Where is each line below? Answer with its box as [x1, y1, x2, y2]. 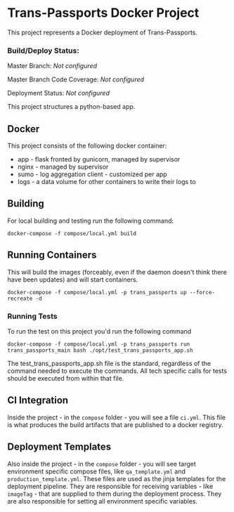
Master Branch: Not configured [7, 62, 97, 70]
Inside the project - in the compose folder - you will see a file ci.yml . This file [7, 413, 226, 421]
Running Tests [7, 311, 58, 321]
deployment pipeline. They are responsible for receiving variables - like [7, 482, 214, 490]
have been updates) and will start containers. [7, 275, 138, 284]
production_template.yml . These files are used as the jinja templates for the [7, 474, 226, 483]
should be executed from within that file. [7, 374, 124, 382]
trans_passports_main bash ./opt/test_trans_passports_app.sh [7, 346, 193, 354]
